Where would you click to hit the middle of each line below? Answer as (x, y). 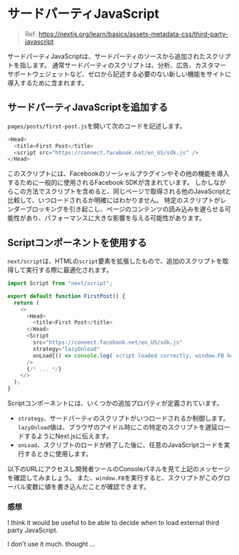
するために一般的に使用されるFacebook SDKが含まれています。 (100, 183)
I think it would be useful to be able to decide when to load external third (113, 523)
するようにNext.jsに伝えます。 (68, 436)
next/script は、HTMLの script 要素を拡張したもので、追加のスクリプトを (115, 261)
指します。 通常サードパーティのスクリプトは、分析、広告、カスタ (117, 65)
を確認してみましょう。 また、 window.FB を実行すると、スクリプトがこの (113, 478)
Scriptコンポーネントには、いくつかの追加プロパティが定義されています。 (115, 403)
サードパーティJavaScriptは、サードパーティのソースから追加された (107, 56)
